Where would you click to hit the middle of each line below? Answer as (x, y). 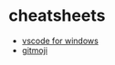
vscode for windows (60, 41)
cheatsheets (57, 16)
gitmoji (34, 50)
